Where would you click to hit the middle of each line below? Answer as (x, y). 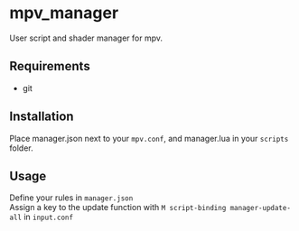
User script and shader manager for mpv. (86, 38)
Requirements (50, 66)
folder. (21, 148)
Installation (42, 117)
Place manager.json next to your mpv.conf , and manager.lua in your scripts (149, 138)
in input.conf (49, 217)
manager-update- (261, 208)
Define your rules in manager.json (71, 198)
